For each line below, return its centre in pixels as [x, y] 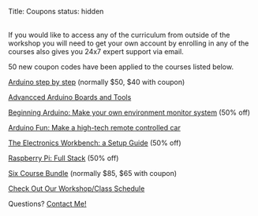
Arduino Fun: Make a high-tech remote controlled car [95, 128]
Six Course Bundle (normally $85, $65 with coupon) [93, 173]
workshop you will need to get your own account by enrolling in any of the [129, 43]
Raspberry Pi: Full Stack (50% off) [64, 158]
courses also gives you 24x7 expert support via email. [96, 51]
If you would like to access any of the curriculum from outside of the [119, 35]
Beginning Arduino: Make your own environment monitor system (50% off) [129, 112]
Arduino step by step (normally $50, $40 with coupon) [97, 82]
